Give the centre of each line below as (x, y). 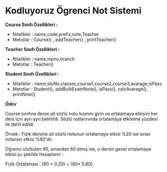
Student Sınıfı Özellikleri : (32, 74)
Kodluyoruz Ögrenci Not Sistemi (73, 11)
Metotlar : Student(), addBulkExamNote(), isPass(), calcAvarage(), (80, 89)
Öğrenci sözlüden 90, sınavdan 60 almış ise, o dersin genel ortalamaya (78, 149)
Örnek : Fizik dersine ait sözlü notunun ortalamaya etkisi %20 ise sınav (78, 134)
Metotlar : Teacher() (33, 64)
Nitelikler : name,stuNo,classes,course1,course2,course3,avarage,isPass (87, 83)
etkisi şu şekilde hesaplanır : (34, 154)
